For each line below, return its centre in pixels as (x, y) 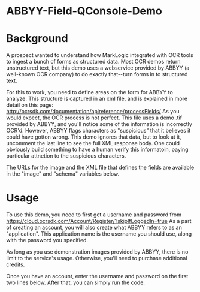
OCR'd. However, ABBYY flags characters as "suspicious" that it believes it (99, 131)
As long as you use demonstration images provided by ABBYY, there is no (97, 252)
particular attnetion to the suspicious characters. (66, 156)
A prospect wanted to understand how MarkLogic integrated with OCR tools (100, 55)
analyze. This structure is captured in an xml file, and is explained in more (97, 99)
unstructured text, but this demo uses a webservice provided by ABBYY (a (98, 68)
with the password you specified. (47, 240)
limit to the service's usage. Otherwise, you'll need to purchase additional (97, 258)
